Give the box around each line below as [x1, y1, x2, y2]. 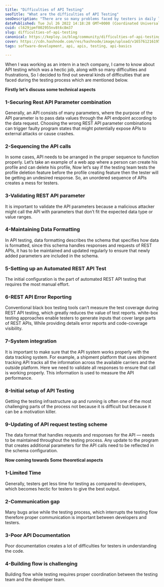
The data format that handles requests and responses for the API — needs [5, 432, 155, 438]
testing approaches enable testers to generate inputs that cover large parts [5, 315, 156, 321]
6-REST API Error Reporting [5, 293, 72, 300]
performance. [5, 375, 33, 381]
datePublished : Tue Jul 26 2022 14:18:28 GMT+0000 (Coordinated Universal [5, 21, 161, 26]
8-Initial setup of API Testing [5, 387, 75, 394]
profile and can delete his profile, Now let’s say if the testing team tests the [5, 165, 155, 171]
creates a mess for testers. [5, 180, 59, 186]
